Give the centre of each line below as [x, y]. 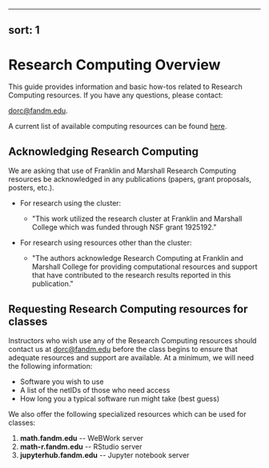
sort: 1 [24, 30]
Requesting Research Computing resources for [128, 309]
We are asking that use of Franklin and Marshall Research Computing [122, 171]
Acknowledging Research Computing [103, 152]
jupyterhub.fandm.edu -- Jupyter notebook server [104, 455]
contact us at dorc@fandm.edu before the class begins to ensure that [123, 349]
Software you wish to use [62, 382]
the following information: [50, 366]
